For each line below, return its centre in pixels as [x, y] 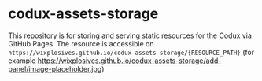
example [22, 61]
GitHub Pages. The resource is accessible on [81, 43]
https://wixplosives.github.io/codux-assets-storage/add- [129, 61]
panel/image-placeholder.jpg [55, 68]
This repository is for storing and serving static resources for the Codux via [130, 35]
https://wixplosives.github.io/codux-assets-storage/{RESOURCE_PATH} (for [131, 52]
